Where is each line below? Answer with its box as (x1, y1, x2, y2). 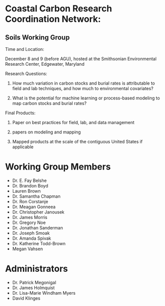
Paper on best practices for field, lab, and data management (12, 120, 134, 125)
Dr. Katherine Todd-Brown (12, 240, 66, 246)
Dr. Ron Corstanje (12, 198, 48, 204)
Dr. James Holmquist (12, 285, 55, 291)
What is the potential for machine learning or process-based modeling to (12, 95, 160, 101)
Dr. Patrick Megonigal (12, 279, 57, 285)
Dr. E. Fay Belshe (12, 177, 47, 183)
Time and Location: (5, 46, 44, 52)
